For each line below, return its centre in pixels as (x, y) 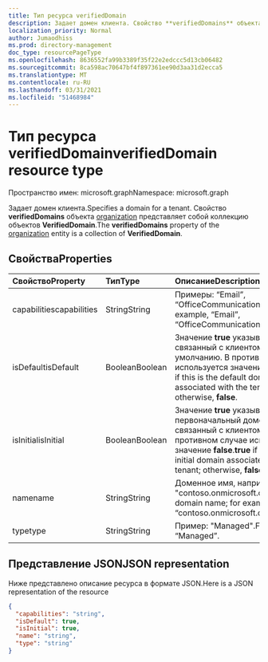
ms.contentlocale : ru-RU (49, 82)
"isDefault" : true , (48, 621)
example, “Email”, (207, 314)
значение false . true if (216, 450)
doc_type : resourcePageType (55, 53)
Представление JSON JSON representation (119, 564)
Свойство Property (49, 281)
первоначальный (208, 420)
